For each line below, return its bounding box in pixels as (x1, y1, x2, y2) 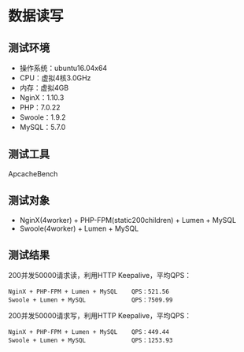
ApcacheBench (8, 169, 58, 178)
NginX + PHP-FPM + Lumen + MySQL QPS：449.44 (8, 328, 169, 336)
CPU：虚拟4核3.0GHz (19, 73, 91, 83)
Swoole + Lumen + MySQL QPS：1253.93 (8, 336, 173, 345)
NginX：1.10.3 (19, 93, 65, 102)
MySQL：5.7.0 (19, 123, 66, 132)
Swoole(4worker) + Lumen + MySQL (19, 224, 139, 233)
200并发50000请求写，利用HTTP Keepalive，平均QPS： (8, 311, 192, 321)
